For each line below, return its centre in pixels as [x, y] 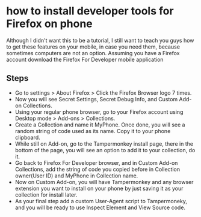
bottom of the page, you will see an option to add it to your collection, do [105, 150]
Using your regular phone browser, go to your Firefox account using [99, 111]
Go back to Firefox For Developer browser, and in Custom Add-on [96, 162]
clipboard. [27, 137]
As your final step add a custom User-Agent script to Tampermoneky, [101, 201]
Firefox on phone [50, 24]
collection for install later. [46, 195]
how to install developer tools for [90, 11]
